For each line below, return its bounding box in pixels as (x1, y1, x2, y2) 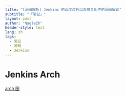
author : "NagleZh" (5, 20, 42, 26)
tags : (5, 35, 16, 39)
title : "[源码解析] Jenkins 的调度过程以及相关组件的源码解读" (5, 7, 122, 12)
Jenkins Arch (5, 69, 60, 80)
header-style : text (5, 25, 45, 30)
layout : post (5, 16, 32, 21)
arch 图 (5, 86, 20, 92)
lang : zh (5, 30, 23, 35)
